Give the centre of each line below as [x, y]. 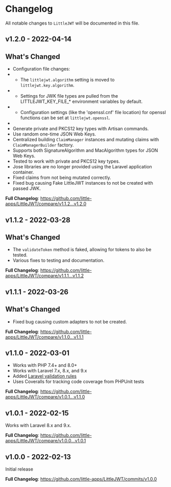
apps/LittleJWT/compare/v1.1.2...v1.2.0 [46, 204]
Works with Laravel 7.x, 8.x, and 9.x [50, 371]
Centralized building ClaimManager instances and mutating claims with [86, 140]
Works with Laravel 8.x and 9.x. [38, 426]
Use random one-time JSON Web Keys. [54, 134]
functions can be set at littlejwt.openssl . [65, 118]
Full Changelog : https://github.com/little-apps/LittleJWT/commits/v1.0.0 [81, 479]
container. [23, 172]
